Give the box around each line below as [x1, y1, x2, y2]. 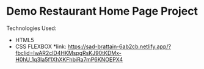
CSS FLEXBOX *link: [15, 43, 67, 50]
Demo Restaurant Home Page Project [6, 4, 199, 18]
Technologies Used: [6, 24, 57, 32]
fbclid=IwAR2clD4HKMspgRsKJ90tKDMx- [15, 49, 122, 56]
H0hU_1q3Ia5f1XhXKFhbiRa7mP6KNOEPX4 [15, 56, 123, 63]
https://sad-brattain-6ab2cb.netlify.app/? [67, 43, 172, 50]
